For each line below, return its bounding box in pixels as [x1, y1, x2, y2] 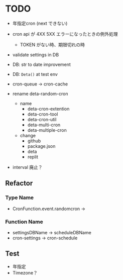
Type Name [5, 194, 34, 201]
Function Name [5, 218, 44, 225]
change [20, 132, 36, 138]
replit [27, 154, 39, 160]
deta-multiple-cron [27, 127, 67, 133]
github [27, 138, 41, 144]
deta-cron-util [27, 116, 57, 122]
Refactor [5, 179, 33, 188]
